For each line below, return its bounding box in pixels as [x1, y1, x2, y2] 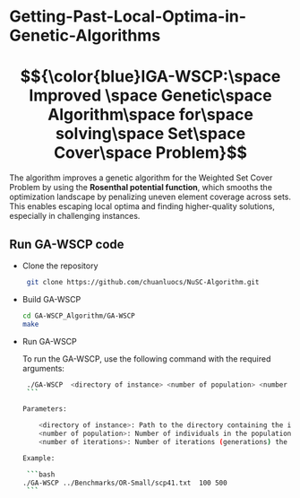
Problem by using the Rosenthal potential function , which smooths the [9, 182, 273, 193]
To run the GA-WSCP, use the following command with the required [21, 353, 271, 364]
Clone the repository [21, 260, 99, 271]
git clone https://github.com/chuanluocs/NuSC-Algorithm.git [26, 277, 260, 286]
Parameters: [21, 405, 67, 414]
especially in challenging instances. [9, 211, 141, 222]
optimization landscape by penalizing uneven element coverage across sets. [9, 191, 292, 203]
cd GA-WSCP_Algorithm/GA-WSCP [21, 311, 136, 320]
